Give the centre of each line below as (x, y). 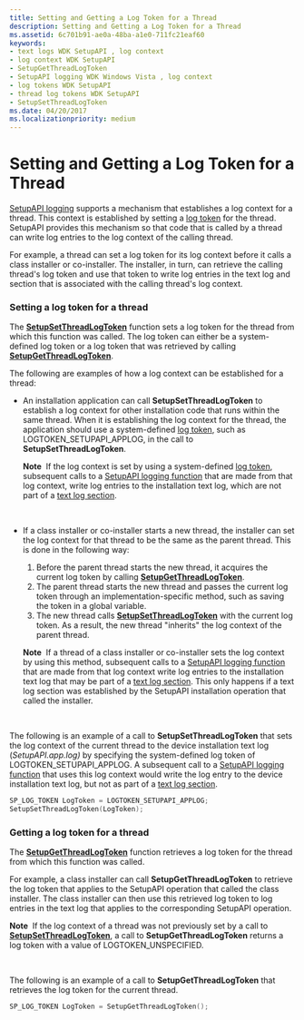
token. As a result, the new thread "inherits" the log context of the (159, 625)
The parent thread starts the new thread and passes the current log (162, 587)
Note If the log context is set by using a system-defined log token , (147, 466)
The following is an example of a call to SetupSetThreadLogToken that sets (151, 736)
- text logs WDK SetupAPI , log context (87, 52)
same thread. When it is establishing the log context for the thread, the (154, 420)
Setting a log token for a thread (79, 307)
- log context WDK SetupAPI (63, 60)
